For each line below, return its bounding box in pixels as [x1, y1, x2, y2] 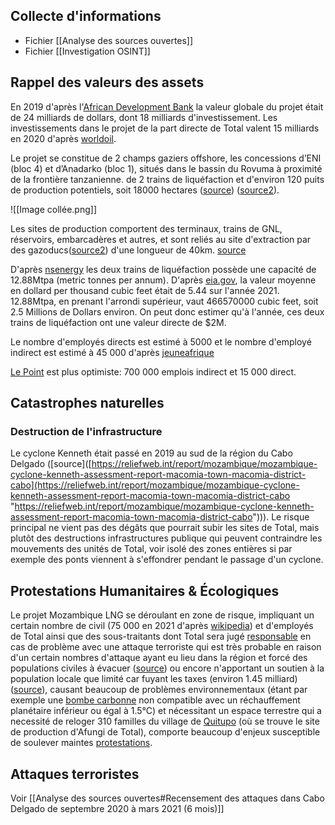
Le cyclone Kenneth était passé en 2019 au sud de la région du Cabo [10, 447, 293, 459]
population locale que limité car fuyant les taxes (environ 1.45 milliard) [10, 673, 298, 685]
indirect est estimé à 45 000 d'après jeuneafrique [10, 346, 215, 358]
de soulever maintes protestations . [10, 737, 153, 749]
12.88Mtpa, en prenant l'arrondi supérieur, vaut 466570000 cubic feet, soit [10, 295, 319, 307]
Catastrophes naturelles [10, 395, 165, 412]
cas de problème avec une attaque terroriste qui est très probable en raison [10, 641, 322, 653]
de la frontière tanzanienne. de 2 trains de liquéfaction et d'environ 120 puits [10, 173, 325, 185]
